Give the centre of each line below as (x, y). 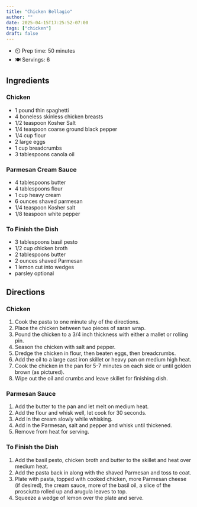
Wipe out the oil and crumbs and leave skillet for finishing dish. (91, 379)
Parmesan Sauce (31, 394)
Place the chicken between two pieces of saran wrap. (80, 328)
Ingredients (28, 80)
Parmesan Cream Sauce (41, 169)
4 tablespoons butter (40, 183)
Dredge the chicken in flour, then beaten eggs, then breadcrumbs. (95, 353)
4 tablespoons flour (39, 189)
